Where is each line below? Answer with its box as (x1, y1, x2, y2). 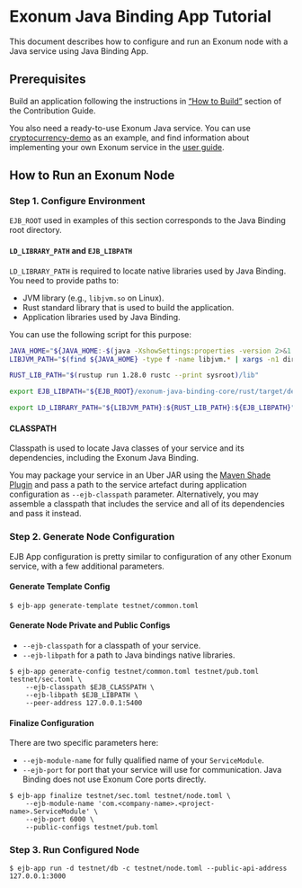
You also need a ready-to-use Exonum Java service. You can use (9, 122, 252, 133)
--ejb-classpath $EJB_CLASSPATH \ (25, 682, 155, 692)
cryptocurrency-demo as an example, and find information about (9, 132, 250, 143)
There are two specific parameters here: (9, 738, 159, 749)
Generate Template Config (9, 581, 111, 592)
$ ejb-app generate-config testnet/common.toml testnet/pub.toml (9, 667, 259, 676)
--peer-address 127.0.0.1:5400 (25, 698, 143, 707)
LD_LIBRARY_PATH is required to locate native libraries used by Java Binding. (9, 265, 287, 276)
